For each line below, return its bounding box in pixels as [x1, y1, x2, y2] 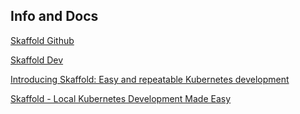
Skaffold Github [10, 34, 75, 46]
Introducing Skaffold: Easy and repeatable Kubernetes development [10, 73, 290, 85]
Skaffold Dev [10, 54, 64, 66]
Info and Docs [10, 8, 99, 25]
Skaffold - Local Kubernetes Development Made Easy [10, 92, 232, 104]
